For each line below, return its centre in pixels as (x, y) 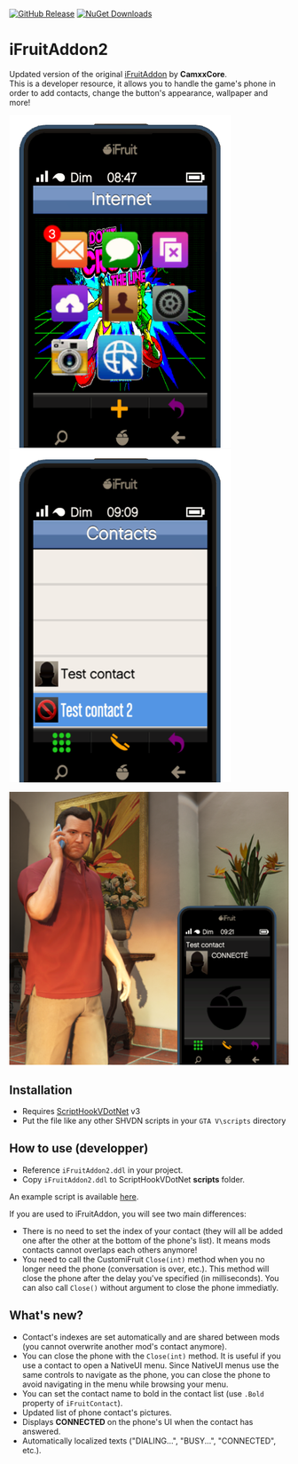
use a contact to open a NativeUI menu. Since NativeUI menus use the (150, 1365)
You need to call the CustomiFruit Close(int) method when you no (143, 1259)
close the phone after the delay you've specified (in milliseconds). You (150, 1278)
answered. (41, 1431)
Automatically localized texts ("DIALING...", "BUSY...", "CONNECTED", (149, 1440)
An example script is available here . (74, 1196)
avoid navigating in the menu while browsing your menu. (125, 1384)
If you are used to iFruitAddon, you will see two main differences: (128, 1214)
